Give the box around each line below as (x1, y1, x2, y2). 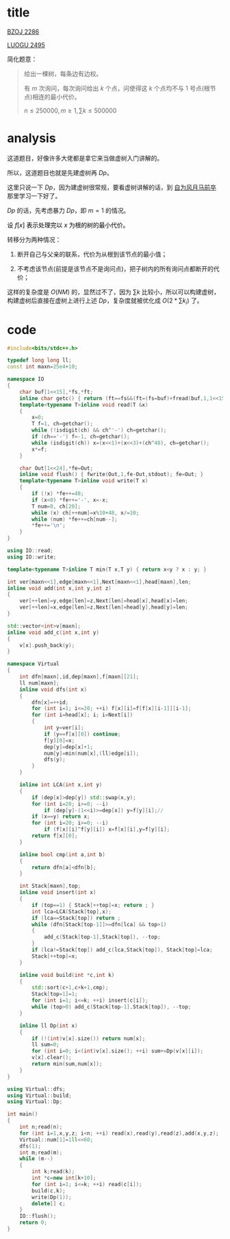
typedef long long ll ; (7, 357, 72, 364)
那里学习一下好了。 (7, 191, 62, 200)
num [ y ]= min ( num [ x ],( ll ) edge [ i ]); (43, 750, 139, 757)
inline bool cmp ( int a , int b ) (19, 851, 106, 858)
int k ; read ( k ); (31, 1168, 75, 1175)
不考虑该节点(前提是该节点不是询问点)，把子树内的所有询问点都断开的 (16, 264, 214, 272)
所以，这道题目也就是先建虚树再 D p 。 (7, 168, 113, 176)
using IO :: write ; (7, 554, 57, 560)
